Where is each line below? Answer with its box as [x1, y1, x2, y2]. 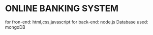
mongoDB [5, 24, 26, 30]
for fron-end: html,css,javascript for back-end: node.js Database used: [5, 19, 149, 25]
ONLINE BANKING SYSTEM [5, 3, 119, 14]
